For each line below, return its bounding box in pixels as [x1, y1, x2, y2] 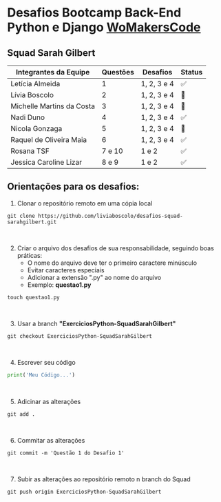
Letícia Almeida [10, 79, 61, 88]
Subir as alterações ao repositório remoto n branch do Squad [17, 474, 191, 483]
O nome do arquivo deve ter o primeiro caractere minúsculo [27, 259, 198, 267]
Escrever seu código [17, 358, 76, 366]
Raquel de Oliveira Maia [10, 135, 87, 144]
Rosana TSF [10, 146, 50, 156]
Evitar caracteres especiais [27, 265, 105, 274]
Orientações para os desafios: [7, 181, 140, 192]
